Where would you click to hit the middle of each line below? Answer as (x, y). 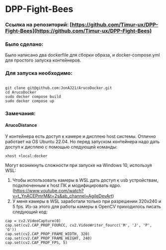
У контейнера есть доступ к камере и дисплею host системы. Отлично (81, 136)
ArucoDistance (21, 125)
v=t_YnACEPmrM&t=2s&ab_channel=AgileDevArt (62, 196)
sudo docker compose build (33, 96)
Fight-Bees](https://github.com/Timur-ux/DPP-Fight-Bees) (79, 31)
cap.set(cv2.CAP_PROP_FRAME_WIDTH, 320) (48, 234)
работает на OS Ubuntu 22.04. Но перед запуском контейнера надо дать (83, 141)
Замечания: (20, 113)
